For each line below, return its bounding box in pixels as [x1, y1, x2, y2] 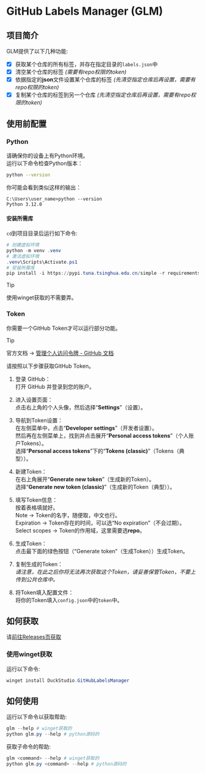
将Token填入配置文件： [15, 589, 74, 596]
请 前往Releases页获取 [6, 633, 62, 641]
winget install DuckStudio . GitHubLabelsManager [6, 678, 130, 684]
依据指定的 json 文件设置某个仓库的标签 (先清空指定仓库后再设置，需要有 [15, 76, 196, 83]
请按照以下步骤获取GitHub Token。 [6, 362, 95, 370]
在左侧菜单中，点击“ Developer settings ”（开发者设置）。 [15, 424, 157, 431]
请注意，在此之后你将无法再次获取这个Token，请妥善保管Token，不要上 [15, 568, 196, 575]
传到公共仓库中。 [15, 575, 59, 583]
